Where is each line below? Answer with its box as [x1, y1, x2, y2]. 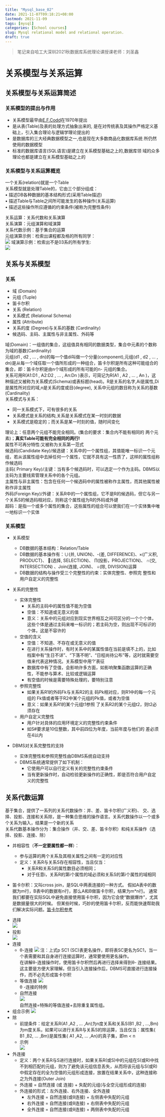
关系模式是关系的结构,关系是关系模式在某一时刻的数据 [12, 412, 121, 418]
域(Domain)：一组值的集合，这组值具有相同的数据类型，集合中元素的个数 [5, 341, 153, 347]
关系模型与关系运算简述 [5, 89, 76, 97]
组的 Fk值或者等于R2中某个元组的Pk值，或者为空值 [27, 695, 130, 701]
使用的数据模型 [12, 141, 43, 148]
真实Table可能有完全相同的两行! [15, 435, 80, 441]
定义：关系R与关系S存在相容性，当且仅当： [19, 859, 107, 865]
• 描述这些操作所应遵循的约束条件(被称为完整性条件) [5, 204, 111, 210]
